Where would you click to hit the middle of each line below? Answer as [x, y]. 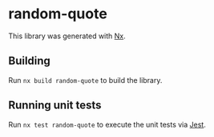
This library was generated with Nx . [67, 36]
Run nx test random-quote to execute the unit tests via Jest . [107, 124]
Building [29, 61]
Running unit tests [55, 106]
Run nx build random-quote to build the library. [85, 80]
